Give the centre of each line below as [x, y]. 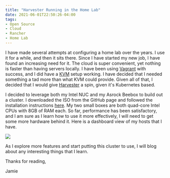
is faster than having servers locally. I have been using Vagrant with [76, 68]
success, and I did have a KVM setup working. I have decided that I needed [84, 74]
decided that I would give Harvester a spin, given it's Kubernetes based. [80, 84]
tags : [11, 19]
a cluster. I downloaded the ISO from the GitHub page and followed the [79, 100]
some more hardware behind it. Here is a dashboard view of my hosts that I [83, 121]
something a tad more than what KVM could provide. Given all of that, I [79, 79]
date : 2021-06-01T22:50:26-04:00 [40, 15]
